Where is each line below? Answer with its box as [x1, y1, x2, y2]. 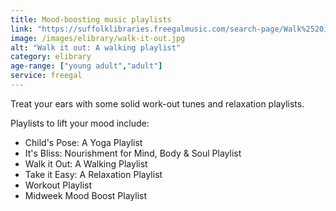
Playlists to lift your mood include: [10, 117, 150, 129]
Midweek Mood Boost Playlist [24, 189, 148, 201]
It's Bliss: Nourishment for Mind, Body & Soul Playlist [24, 147, 242, 159]
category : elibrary [10, 52, 92, 62]
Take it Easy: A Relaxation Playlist [24, 168, 163, 180]
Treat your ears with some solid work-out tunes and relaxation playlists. [10, 97, 305, 110]
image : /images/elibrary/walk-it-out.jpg [10, 33, 186, 43]
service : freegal [10, 71, 83, 81]
